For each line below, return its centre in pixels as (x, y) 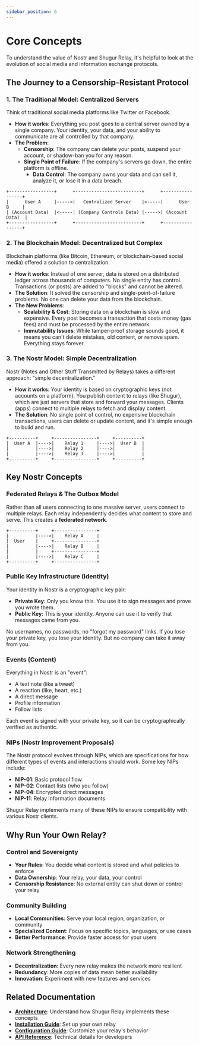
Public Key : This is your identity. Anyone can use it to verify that (93, 613)
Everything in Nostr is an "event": (47, 673)
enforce (24, 871)
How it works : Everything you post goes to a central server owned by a (102, 124)
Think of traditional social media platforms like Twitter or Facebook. (89, 112)
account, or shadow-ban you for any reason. (78, 156)
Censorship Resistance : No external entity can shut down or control (99, 884)
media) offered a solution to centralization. (58, 262)
